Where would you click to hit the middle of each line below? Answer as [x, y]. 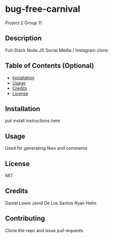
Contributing [25, 218]
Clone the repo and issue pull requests [44, 230]
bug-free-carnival [43, 9]
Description [23, 38]
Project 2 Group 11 [23, 23]
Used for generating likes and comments [46, 148]
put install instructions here [33, 121]
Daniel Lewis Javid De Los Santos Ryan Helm [51, 203]
